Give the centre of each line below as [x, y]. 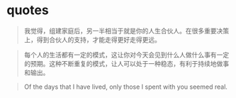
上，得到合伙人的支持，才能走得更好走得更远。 [92, 39]
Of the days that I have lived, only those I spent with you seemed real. [126, 87]
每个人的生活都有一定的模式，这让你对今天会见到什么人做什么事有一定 [127, 55]
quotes [28, 10]
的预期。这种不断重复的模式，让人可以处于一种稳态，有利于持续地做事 [127, 63]
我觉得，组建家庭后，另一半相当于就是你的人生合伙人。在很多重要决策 [127, 31]
